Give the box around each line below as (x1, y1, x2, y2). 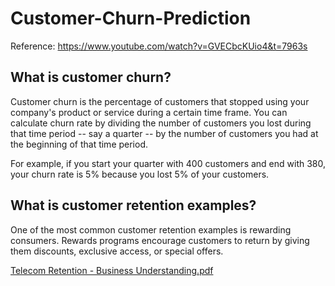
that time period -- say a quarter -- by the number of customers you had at (10, 127, 319, 139)
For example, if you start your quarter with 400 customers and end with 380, (10, 157, 326, 169)
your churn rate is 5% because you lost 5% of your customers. (10, 168, 270, 180)
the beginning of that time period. (10, 138, 149, 150)
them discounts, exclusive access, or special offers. (10, 245, 224, 257)
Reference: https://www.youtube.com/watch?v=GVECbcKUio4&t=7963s (10, 40, 308, 52)
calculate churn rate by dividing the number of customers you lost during (10, 117, 312, 129)
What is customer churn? (10, 69, 172, 86)
